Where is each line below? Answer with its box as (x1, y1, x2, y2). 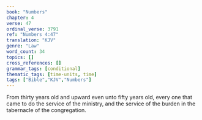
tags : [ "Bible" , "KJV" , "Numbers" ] (6, 77, 92, 83)
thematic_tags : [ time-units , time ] (6, 71, 97, 77)
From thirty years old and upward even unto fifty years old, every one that (6, 94, 193, 101)
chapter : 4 (6, 15, 34, 21)
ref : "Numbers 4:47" (6, 32, 59, 38)
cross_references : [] (6, 60, 62, 66)
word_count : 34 (6, 49, 45, 55)
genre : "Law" (6, 43, 40, 49)
